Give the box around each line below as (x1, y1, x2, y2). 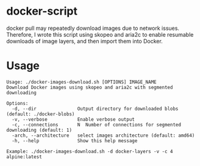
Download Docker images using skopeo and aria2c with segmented (6, 84, 173, 90)
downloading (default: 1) (6, 127, 72, 133)
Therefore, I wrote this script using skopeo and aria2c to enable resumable (6, 31, 194, 38)
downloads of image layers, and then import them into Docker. (6, 37, 163, 45)
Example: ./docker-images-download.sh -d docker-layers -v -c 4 (6, 148, 173, 154)
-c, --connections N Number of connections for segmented (12, 121, 182, 128)
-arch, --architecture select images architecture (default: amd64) (12, 132, 195, 139)
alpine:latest (6, 154, 43, 160)
